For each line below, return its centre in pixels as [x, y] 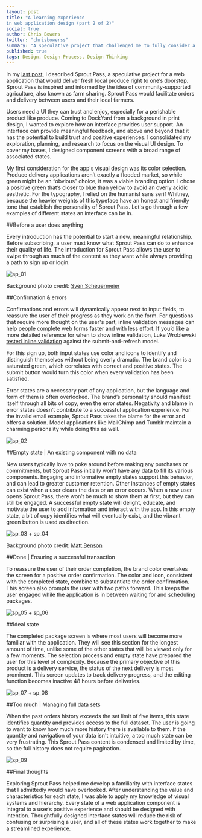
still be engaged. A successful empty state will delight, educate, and [91, 502]
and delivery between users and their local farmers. [70, 100]
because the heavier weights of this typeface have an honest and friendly [98, 200]
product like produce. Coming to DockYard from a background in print [93, 118]
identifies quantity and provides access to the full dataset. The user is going [100, 723]
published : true [27, 51]
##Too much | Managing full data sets [53, 704]
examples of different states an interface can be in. [70, 213]
